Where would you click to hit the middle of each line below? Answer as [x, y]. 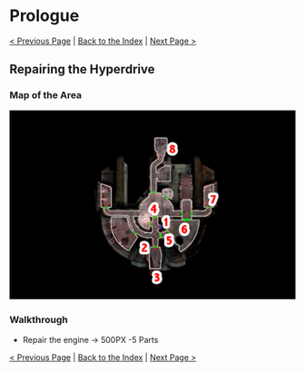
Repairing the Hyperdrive [82, 69]
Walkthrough [39, 320]
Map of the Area [46, 95]
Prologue [44, 16]
